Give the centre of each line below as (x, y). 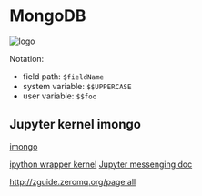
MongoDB (48, 16)
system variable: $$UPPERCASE (77, 86)
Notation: (27, 58)
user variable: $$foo (60, 96)
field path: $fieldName (63, 76)
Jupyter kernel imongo (75, 124)
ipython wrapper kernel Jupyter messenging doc (101, 164)
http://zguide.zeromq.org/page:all (73, 181)
